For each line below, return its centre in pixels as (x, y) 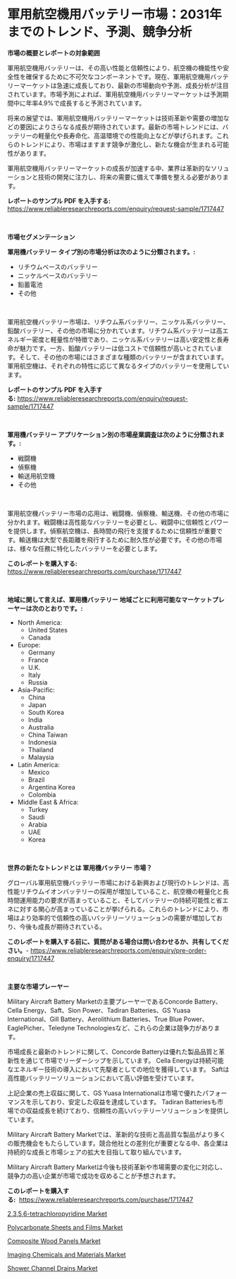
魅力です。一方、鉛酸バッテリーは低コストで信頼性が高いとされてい (118, 348)
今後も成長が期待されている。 (63, 926)
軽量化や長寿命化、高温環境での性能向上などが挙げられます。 (127, 135)
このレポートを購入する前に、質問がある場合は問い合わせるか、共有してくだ (118, 942)
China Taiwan (48, 735)
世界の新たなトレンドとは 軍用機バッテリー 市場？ (80, 868)
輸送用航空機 (36, 475)
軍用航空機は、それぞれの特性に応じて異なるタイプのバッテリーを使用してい (118, 366)
